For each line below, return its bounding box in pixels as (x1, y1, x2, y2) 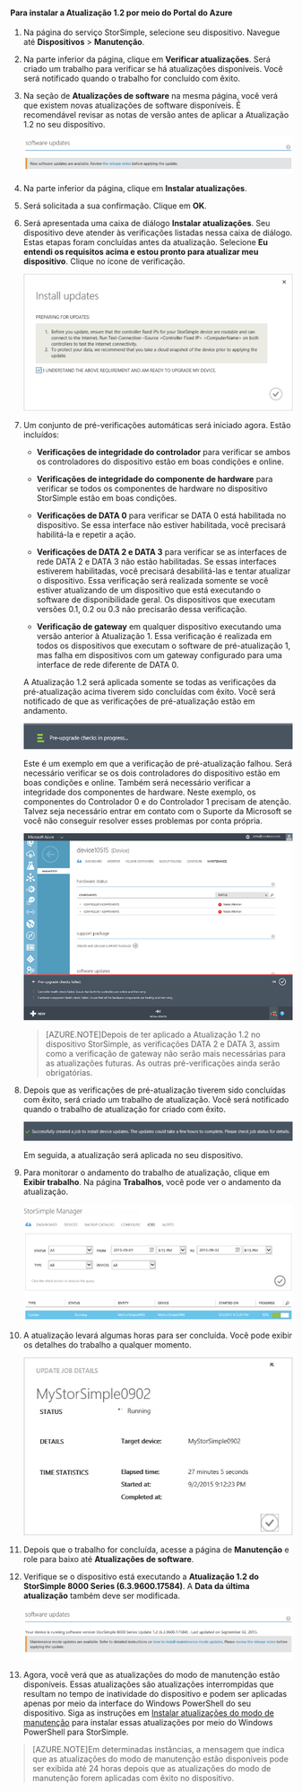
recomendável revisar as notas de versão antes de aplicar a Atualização (22, 110, 289, 120)
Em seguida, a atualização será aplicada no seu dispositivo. (22, 1150, 244, 1161)
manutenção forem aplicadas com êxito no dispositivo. (31, 1772, 235, 1783)
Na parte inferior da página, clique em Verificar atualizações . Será (22, 54, 272, 65)
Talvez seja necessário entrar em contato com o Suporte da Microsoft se (22, 806, 292, 817)
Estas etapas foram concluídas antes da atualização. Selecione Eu (22, 236, 268, 247)
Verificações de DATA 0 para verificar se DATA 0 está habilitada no (36, 510, 287, 521)
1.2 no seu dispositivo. (22, 119, 106, 130)
